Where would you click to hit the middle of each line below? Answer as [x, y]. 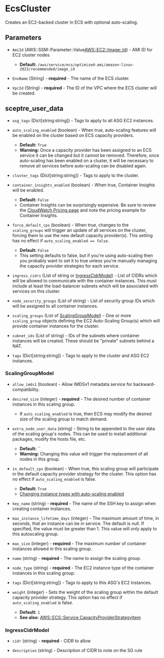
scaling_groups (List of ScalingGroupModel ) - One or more [72, 315]
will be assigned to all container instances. [55, 306]
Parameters [23, 38]
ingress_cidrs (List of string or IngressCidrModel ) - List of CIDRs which [85, 275]
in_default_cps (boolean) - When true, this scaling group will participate [85, 468]
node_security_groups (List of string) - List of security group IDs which [83, 301]
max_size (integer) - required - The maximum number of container [79, 543]
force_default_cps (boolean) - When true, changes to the [70, 225]
